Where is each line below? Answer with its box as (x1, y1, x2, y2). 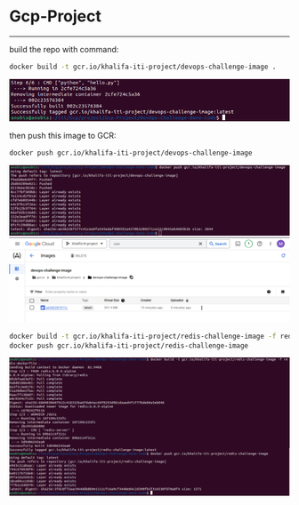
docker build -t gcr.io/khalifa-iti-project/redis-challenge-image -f (9, 332, 277, 341)
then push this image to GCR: (9, 130, 117, 140)
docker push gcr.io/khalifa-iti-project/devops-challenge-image (9, 148, 253, 157)
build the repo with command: (9, 44, 119, 54)
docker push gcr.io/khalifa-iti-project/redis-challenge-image (9, 341, 249, 350)
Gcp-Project (9, 6, 102, 27)
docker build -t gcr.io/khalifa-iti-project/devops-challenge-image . (9, 62, 277, 71)
